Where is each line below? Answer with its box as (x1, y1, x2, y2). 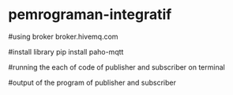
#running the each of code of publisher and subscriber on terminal (8, 62, 225, 72)
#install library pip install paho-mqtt (8, 47, 124, 56)
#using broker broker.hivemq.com (8, 32, 118, 41)
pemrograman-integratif (8, 6, 172, 24)
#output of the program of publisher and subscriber (8, 78, 176, 87)
